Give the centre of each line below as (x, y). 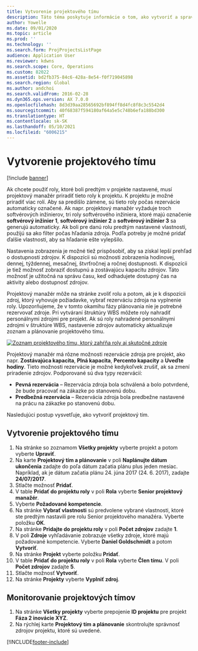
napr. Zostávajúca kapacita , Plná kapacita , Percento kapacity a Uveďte (95, 360)
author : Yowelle (26, 22)
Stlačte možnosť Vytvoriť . (47, 573)
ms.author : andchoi (31, 89)
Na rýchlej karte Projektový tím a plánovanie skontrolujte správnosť (98, 624)
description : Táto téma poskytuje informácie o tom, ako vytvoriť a (92, 17)
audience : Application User (41, 55)
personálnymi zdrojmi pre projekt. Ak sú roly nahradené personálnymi (91, 319)
